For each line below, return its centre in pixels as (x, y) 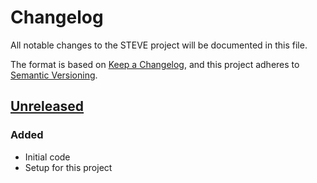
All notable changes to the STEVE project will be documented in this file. (159, 45)
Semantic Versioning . (54, 75)
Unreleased (47, 106)
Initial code (47, 157)
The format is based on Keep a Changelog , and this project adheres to (155, 64)
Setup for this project (68, 167)
